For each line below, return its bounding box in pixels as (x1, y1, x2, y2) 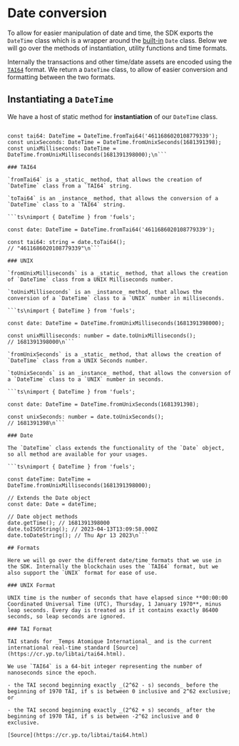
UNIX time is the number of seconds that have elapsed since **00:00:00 (7, 594, 228, 601)
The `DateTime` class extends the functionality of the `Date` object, (7, 444, 225, 451)
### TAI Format (7, 625, 53, 633)
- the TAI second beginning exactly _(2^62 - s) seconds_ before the (7, 681, 219, 689)
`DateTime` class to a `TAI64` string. (7, 201, 126, 208)
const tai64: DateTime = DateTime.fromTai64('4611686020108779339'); (7, 132, 219, 140)
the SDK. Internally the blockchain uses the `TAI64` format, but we (7, 563, 219, 570)
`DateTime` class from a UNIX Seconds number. (7, 357, 148, 364)
